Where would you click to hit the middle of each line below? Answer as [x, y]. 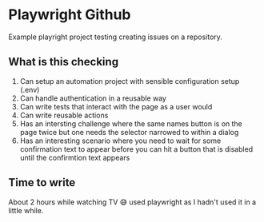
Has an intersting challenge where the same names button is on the [131, 123]
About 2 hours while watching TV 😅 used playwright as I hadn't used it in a [132, 202]
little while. [26, 210]
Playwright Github [70, 15]
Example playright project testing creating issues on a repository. [115, 37]
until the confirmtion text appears [75, 157]
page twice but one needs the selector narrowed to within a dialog [129, 132]
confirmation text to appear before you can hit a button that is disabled [136, 149]
